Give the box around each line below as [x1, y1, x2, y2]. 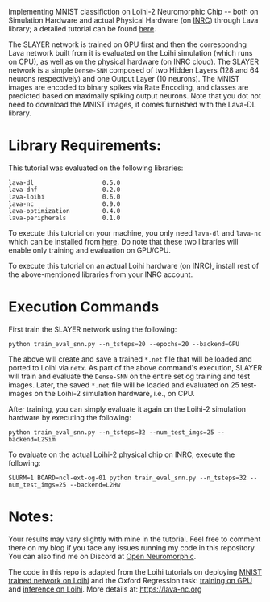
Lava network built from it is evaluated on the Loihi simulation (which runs [8, 48, 253, 57]
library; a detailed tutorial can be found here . [8, 24, 156, 33]
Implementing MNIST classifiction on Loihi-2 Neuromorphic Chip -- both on [8, 7, 259, 16]
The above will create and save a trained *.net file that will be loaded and [8, 354, 252, 364]
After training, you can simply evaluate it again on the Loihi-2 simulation [8, 403, 247, 414]
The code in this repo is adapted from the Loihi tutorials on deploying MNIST [8, 566, 262, 576]
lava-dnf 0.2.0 [8, 186, 121, 194]
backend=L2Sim [8, 435, 56, 443]
